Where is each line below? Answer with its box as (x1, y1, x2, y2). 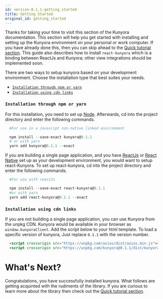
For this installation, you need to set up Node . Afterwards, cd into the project (5, 111, 158, 117)
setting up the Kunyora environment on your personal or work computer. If (5, 40, 154, 46)
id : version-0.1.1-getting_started (5, 7, 77, 12)
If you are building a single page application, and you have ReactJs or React (5, 152, 157, 158)
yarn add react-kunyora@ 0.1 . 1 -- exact (9, 195, 88, 200)
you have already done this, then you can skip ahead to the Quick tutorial (5, 45, 151, 51)
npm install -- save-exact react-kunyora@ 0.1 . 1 (9, 186, 105, 191)
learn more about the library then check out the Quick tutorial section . (5, 288, 145, 294)
